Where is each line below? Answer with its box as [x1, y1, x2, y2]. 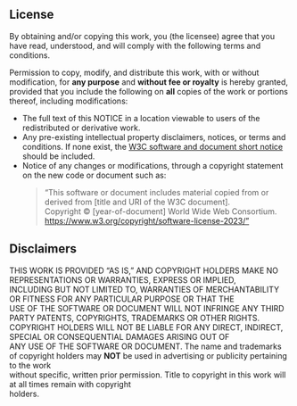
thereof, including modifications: [9, 95, 128, 106]
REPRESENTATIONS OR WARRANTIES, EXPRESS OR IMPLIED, [9, 274, 236, 285]
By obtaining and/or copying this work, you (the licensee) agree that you [9, 30, 276, 41]
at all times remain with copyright [9, 378, 132, 389]
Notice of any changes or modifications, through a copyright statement [21, 160, 284, 170]
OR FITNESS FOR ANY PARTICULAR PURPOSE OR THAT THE [9, 294, 235, 304]
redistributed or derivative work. [21, 122, 141, 133]
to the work [9, 360, 52, 370]
